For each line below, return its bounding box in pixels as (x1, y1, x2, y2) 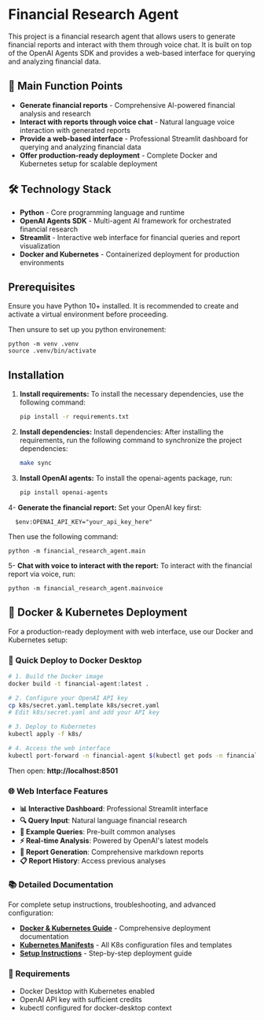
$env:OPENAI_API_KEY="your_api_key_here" (15, 518, 153, 526)
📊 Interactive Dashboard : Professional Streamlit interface (19, 804, 208, 814)
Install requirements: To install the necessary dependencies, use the (19, 390, 244, 399)
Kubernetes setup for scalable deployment (19, 159, 158, 168)
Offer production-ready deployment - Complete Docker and (19, 150, 218, 160)
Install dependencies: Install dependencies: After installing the (19, 427, 224, 437)
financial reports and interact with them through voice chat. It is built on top (8, 39, 252, 49)
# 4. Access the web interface (8, 745, 111, 752)
